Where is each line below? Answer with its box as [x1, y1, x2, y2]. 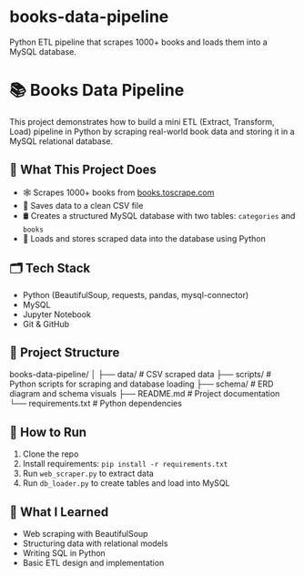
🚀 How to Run [9, 424, 87, 439]
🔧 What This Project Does [9, 162, 157, 178]
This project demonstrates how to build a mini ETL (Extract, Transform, [9, 116, 275, 127]
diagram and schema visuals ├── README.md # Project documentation [9, 388, 280, 399]
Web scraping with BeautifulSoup [22, 528, 148, 539]
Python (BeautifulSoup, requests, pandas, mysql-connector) [22, 289, 249, 300]
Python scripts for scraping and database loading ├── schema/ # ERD [9, 378, 274, 389]
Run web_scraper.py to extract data [22, 468, 155, 479]
